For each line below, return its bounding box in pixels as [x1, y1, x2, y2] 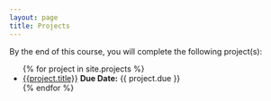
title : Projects [9, 21, 70, 30]
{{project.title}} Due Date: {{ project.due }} [22, 72, 181, 83]
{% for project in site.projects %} [22, 63, 145, 74]
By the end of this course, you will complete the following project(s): [9, 46, 263, 56]
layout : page [9, 13, 59, 22]
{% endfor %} [22, 82, 75, 93]
